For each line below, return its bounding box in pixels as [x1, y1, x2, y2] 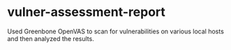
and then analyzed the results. [7, 34, 94, 42]
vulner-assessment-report [7, 4, 166, 20]
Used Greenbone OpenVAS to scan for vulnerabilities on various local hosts [7, 27, 225, 35]
